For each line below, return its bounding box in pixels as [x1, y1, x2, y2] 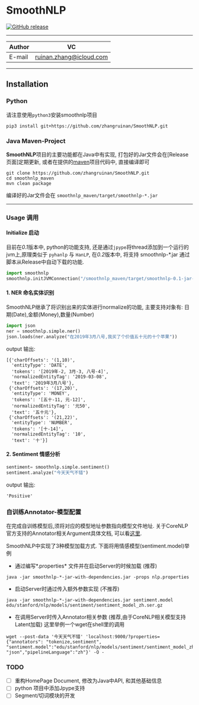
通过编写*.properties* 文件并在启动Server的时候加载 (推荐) [14, 562, 158, 569]
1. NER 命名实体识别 [6, 289, 54, 296]
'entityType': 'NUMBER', [11, 419, 73, 425]
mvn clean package [6, 180, 52, 187]
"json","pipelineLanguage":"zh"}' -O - [6, 649, 105, 655]
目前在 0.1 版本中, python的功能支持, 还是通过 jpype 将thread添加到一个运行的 [6, 243, 190, 251]
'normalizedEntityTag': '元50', [11, 403, 91, 409]
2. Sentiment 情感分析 [6, 451, 60, 458]
